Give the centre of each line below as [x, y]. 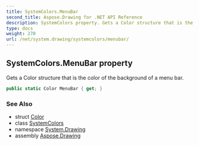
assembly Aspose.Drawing [48, 135]
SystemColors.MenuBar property [69, 63]
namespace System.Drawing [50, 129]
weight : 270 [21, 34]
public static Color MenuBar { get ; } [54, 89]
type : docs [20, 28]
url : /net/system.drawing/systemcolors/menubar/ [68, 39]
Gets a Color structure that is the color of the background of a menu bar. [95, 77]
